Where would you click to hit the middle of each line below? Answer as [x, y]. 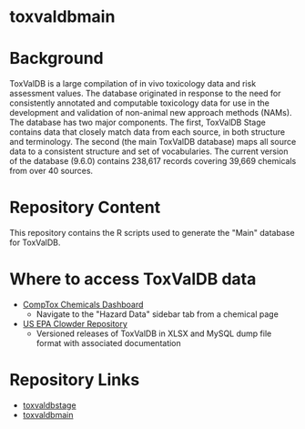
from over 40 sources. [51, 171]
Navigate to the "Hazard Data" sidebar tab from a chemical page [158, 314]
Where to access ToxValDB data [133, 279]
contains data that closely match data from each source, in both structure [147, 132]
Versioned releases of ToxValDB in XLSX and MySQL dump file [154, 333]
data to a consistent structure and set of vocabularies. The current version [149, 151]
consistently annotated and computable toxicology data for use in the [140, 103]
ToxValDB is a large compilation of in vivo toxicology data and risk [133, 84]
